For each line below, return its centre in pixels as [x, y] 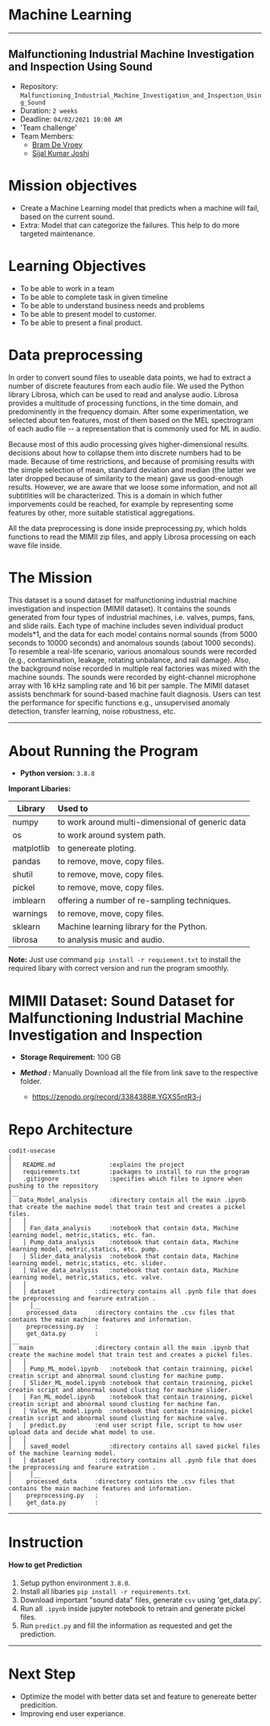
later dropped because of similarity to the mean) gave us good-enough [126, 478]
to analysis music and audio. [111, 940]
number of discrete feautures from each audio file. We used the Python [126, 386]
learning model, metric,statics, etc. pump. [84, 1249]
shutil [23, 874]
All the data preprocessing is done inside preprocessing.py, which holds [128, 528]
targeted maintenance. [57, 233]
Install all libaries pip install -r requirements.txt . [105, 1591]
